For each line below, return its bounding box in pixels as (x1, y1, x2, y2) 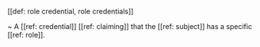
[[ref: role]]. (7, 31, 45, 39)
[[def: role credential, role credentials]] (7, 7, 134, 16)
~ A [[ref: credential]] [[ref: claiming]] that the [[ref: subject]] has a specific (7, 22, 253, 31)
